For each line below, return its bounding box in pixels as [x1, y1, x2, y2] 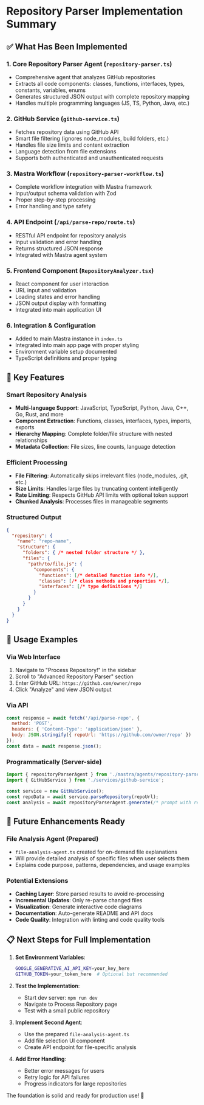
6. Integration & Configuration [6, 321, 96, 329]
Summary [6, 17, 56, 31]
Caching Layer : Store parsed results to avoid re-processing [15, 890, 165, 897]
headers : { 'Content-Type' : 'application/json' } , [12, 726, 143, 732]
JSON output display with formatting [15, 300, 107, 307]
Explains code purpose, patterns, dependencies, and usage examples [15, 861, 190, 869]
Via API [6, 701, 29, 710]
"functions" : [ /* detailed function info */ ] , [38, 572, 159, 578]
